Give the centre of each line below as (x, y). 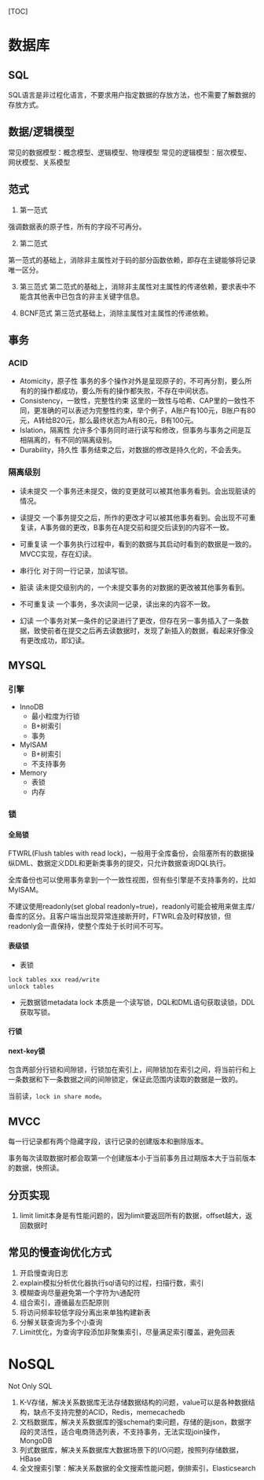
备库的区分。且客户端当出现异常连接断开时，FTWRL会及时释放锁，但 (120, 916)
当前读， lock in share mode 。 (57, 1096)
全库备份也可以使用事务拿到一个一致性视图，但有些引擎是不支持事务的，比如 (132, 880)
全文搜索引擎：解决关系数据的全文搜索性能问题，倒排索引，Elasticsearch (137, 1468)
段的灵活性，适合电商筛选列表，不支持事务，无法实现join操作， (122, 1431)
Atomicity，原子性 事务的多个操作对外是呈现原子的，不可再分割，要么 (132, 381)
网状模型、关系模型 (39, 162)
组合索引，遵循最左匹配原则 (64, 1302)
